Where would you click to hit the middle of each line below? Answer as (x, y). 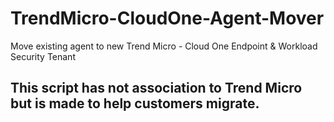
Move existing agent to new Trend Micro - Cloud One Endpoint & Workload (164, 46)
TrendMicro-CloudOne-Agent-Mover (167, 18)
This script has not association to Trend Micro (156, 88)
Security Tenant (43, 56)
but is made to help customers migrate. (135, 103)
